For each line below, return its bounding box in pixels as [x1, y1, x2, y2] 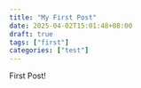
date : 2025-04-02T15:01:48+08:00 [9, 21, 133, 30]
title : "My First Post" [9, 12, 98, 22]
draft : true [9, 29, 53, 38]
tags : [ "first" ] [9, 37, 69, 47]
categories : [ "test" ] [9, 46, 90, 55]
